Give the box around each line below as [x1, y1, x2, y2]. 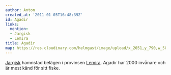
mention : [10, 27, 28, 32]
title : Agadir [5, 41, 36, 46]
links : [5, 21, 19, 27]
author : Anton [5, 7, 36, 13]
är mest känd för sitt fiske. [5, 65, 60, 71]
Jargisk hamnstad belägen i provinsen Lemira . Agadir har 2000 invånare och [5, 59, 166, 65]
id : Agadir [5, 17, 28, 22]
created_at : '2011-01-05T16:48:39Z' [5, 12, 83, 17]
